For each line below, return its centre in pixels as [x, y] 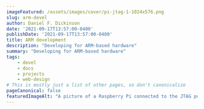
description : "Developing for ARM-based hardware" [72, 46]
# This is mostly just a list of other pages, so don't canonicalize [96, 85]
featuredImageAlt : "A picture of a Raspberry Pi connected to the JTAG [99, 96]
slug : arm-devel [27, 18]
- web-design [34, 79]
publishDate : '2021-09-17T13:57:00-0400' [59, 35]
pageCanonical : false [34, 91]
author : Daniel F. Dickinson [43, 23]
